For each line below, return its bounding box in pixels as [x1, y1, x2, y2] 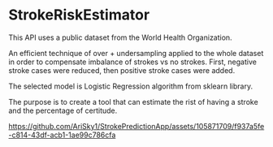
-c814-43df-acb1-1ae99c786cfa [8, 130, 116, 140]
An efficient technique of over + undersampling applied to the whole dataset [8, 48, 264, 58]
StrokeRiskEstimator [8, 6, 150, 24]
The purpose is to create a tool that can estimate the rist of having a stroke [8, 97, 258, 106]
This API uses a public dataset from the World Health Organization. [8, 32, 233, 42]
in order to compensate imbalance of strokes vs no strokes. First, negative [8, 57, 258, 67]
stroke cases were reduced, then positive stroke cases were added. [8, 65, 236, 75]
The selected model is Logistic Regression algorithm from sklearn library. [8, 81, 253, 91]
